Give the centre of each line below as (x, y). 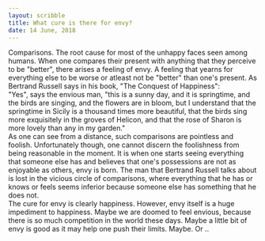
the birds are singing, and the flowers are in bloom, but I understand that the (132, 103)
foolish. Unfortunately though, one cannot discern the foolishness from (124, 145)
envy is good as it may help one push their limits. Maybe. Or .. (109, 229)
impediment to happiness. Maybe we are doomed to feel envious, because (130, 212)
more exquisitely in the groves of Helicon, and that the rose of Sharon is (125, 120)
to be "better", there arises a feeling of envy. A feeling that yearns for (121, 70)
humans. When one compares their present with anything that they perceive (132, 61)
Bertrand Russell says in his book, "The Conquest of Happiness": (114, 86)
